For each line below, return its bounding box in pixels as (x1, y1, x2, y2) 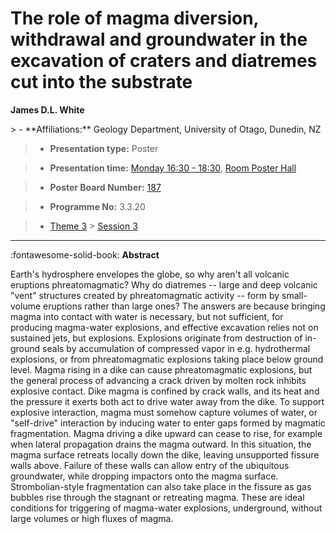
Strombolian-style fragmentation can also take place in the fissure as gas (10, 480, 312, 492)
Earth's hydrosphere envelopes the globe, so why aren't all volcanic (10, 268, 290, 280)
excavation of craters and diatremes (10, 50, 318, 72)
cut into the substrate (10, 71, 193, 94)
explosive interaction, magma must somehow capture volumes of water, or (10, 406, 318, 418)
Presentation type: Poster (49, 142, 159, 154)
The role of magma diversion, (10, 7, 260, 30)
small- (281, 289, 308, 301)
